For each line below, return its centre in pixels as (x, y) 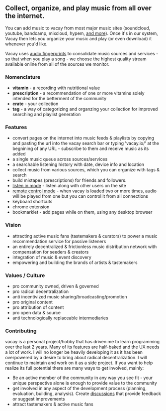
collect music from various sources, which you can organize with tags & (86, 170)
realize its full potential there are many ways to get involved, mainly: (75, 368)
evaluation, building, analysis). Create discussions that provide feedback (87, 394)
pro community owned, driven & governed (56, 286)
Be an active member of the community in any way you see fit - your (83, 378)
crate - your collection (35, 104)
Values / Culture (25, 275)
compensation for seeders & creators (50, 252)
